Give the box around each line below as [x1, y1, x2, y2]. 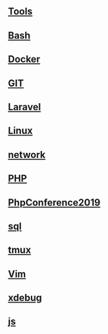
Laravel [8, 101, 41, 113]
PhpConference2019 [8, 196, 101, 208]
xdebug [8, 292, 43, 304]
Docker [8, 53, 41, 65]
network [8, 149, 46, 161]
